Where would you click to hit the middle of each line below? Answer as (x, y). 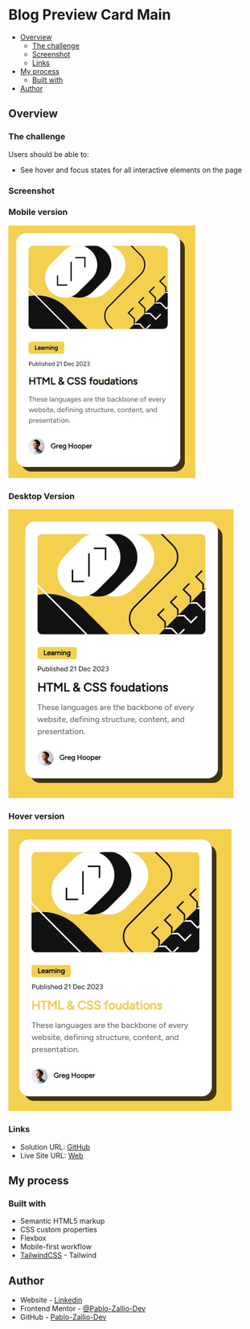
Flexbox (33, 1238)
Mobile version (38, 213)
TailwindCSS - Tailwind (58, 1255)
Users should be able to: (49, 154)
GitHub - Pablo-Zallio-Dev (63, 1317)
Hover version (37, 816)
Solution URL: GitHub (55, 1147)
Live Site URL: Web (51, 1155)
